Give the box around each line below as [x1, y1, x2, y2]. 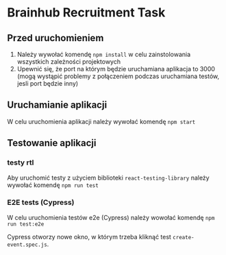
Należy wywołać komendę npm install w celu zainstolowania [16, 50, 191, 58]
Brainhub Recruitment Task [7, 5, 166, 21]
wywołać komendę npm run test [7, 180, 99, 189]
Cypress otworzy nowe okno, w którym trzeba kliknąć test [7, 232, 171, 241]
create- [172, 234, 194, 241]
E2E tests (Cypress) [7, 197, 75, 207]
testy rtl [7, 158, 34, 167]
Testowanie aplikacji [7, 137, 97, 149]
